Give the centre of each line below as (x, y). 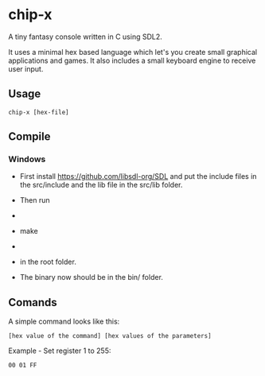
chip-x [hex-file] (39, 112)
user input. (26, 68)
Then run (35, 200)
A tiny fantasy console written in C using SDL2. (86, 37)
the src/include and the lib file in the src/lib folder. (101, 185)
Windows (27, 159)
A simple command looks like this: (64, 322)
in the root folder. (48, 262)
